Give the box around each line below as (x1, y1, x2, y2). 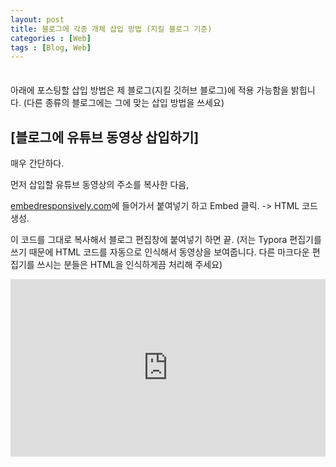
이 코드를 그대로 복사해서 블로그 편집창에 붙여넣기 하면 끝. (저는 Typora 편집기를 (10, 234, 322, 246)
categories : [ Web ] (10, 33, 92, 43)
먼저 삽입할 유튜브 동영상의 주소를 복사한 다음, (10, 179, 190, 191)
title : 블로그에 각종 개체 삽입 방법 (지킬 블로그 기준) (10, 24, 213, 34)
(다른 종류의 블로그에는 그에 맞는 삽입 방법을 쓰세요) (23, 97, 225, 109)
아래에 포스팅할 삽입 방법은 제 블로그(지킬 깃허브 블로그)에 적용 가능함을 (10, 84, 289, 96)
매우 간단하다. (10, 157, 65, 170)
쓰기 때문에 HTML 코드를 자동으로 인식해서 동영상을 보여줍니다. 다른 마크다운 (10, 246, 310, 258)
